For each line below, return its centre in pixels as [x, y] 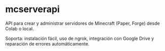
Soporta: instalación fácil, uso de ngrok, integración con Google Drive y [80, 38]
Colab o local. [19, 28]
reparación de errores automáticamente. [47, 43]
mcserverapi [32, 9]
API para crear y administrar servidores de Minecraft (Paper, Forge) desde [83, 23]
